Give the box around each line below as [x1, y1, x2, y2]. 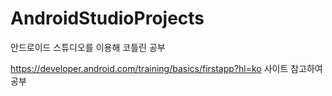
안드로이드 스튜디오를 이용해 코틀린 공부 [10, 41, 166, 53]
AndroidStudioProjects [10, 7, 205, 30]
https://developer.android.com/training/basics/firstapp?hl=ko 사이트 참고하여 [10, 62, 323, 74]
